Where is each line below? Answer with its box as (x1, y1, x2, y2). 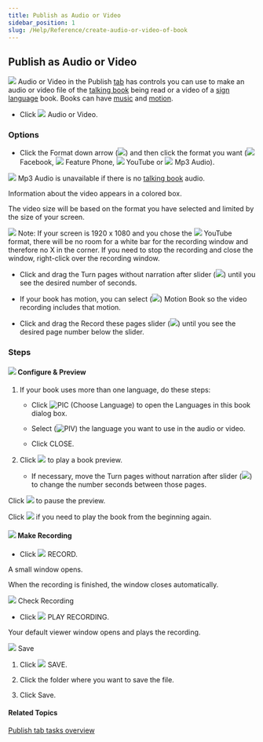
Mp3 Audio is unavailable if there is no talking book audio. (17, 174, 206, 183)
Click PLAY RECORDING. (19, 612, 110, 621)
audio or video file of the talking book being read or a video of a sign (8, 86, 230, 95)
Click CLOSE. (31, 439, 75, 448)
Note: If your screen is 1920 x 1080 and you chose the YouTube (17, 228, 233, 238)
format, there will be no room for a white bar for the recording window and (8, 237, 249, 247)
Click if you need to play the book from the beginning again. (8, 512, 212, 521)
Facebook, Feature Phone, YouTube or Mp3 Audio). (19, 158, 215, 167)
